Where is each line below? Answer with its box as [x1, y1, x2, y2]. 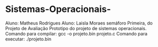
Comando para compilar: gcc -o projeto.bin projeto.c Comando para [5, 30, 148, 36]
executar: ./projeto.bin [5, 36, 52, 42]
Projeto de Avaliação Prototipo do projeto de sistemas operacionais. [5, 25, 147, 31]
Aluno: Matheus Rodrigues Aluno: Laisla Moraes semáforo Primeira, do [5, 20, 153, 26]
